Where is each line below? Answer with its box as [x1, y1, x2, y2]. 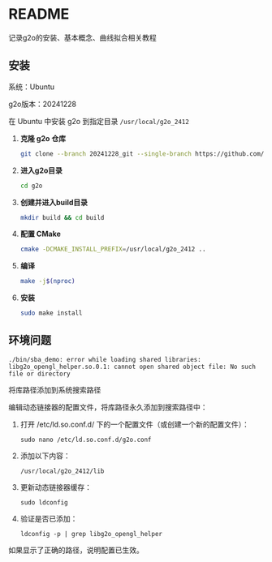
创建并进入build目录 [19, 197, 88, 207]
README [8, 5, 70, 24]
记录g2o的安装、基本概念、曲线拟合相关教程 [8, 32, 157, 42]
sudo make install [19, 309, 83, 317]
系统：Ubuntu [8, 82, 55, 92]
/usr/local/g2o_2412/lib [19, 467, 105, 475]
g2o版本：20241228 [8, 99, 77, 109]
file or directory [8, 370, 71, 378]
